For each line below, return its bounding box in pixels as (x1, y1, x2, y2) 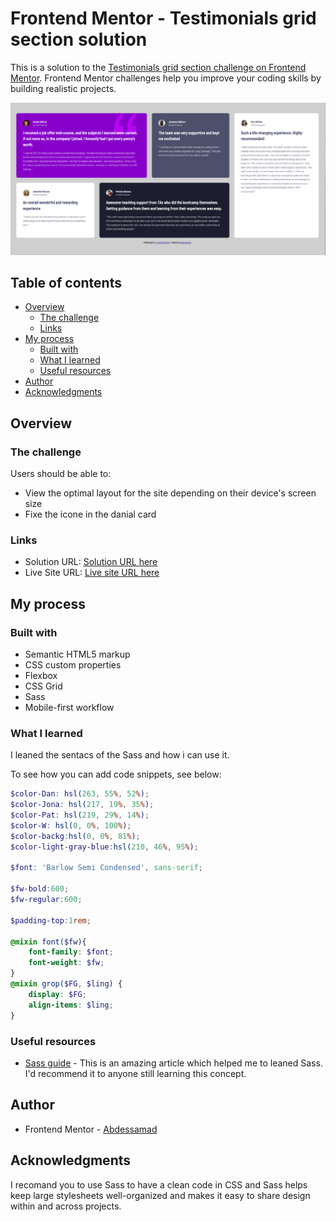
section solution (10, 28, 148, 51)
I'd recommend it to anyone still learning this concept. (24, 1067, 247, 1079)
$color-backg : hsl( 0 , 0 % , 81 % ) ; (10, 831, 141, 841)
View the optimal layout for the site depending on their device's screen (24, 487, 317, 499)
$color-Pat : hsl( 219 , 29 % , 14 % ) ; (10, 810, 150, 821)
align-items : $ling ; (28, 1000, 114, 1010)
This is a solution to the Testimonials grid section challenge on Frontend (10, 61, 307, 73)
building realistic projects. (10, 82, 117, 94)
